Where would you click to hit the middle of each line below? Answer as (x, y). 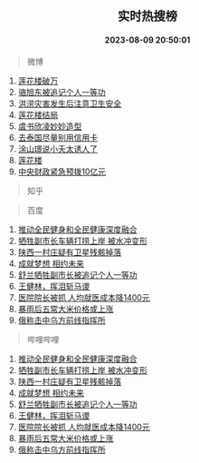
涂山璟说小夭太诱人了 (57, 149)
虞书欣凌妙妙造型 (50, 126)
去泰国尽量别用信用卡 (57, 137)
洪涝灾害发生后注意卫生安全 (70, 103)
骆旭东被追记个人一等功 (62, 92)
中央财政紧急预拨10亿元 (62, 172)
